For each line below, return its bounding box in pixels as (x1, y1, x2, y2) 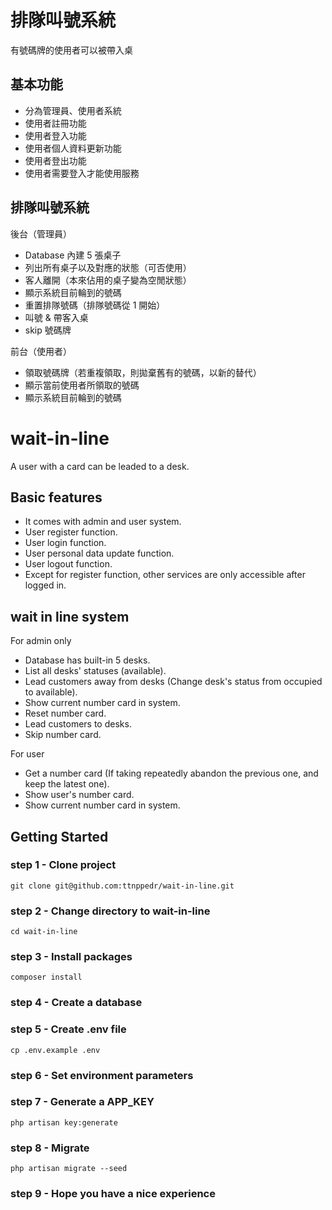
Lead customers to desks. (24, 718, 132, 730)
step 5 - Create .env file (10, 1022, 127, 1036)
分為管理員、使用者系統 (24, 104, 122, 116)
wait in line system (10, 608, 130, 625)
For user (10, 748, 45, 760)
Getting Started (10, 828, 109, 845)
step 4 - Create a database (10, 996, 143, 1010)
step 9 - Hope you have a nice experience (10, 1187, 216, 1201)
